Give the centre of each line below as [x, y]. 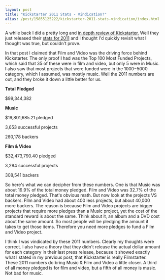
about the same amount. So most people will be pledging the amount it [77, 222]
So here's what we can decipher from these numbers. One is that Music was [83, 185]
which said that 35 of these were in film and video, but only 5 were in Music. [82, 64]
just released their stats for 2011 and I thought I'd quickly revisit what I [76, 38]
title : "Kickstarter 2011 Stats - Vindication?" [56, 14]
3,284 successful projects [32, 166]
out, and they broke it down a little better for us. [53, 79]
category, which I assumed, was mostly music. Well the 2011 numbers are [80, 74]
